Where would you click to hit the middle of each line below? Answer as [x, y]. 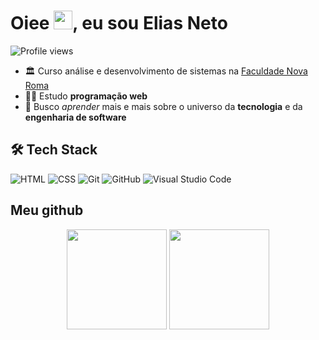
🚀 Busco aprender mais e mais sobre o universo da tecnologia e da [163, 106]
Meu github [47, 210]
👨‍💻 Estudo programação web [86, 96]
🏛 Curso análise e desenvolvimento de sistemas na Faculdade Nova [166, 71]
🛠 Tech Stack [54, 150]
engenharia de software [75, 117]
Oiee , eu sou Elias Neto [119, 23]
